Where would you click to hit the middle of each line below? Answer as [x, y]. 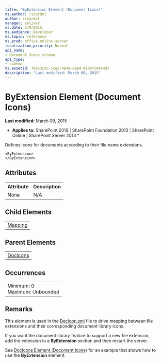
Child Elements [28, 212]
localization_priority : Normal [37, 46]
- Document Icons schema [30, 55]
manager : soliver [23, 23]
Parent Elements [30, 242]
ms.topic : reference [26, 37]
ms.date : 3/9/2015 [24, 28]
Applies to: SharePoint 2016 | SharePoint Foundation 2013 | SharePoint [83, 130]
